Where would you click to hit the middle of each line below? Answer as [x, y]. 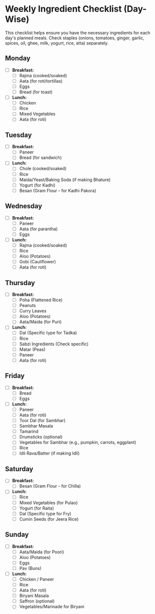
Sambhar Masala [36, 426]
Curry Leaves [33, 311]
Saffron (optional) [37, 601]
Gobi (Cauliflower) [38, 262]
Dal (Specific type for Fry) [45, 513]
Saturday [19, 469]
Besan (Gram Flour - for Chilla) [50, 486]
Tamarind [29, 431]
